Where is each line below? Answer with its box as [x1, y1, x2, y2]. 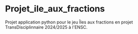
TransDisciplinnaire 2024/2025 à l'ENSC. [5, 24, 88, 30]
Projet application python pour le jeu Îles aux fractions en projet [5, 19, 133, 25]
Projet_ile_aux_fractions [5, 3, 105, 14]
